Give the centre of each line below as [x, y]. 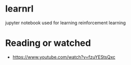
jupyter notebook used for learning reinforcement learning [65, 23]
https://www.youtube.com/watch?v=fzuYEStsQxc [64, 57]
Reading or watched [48, 43]
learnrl [19, 9]
